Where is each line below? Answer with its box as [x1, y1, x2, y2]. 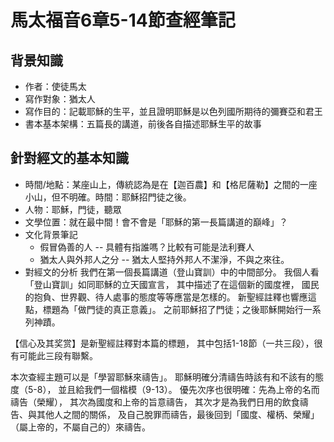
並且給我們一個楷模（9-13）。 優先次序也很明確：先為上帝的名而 [58, 383, 320, 395]
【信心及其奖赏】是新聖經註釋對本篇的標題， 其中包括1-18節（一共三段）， [10, 337, 315, 349]
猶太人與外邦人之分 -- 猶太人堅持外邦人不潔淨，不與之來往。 [39, 253, 290, 265]
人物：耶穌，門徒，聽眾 [24, 203, 122, 215]
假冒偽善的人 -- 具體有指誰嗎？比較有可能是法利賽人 [39, 241, 255, 253]
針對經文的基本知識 [10, 150, 129, 167]
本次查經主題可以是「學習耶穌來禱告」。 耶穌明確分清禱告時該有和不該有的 [10, 371, 315, 383]
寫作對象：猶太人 [24, 93, 96, 105]
